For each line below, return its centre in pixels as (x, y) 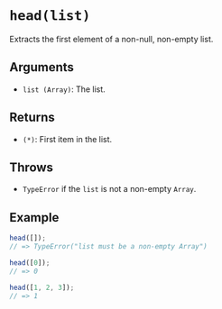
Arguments (42, 67)
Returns (32, 118)
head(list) (50, 16)
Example (34, 218)
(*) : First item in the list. (67, 139)
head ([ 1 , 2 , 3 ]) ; (42, 287)
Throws (32, 167)
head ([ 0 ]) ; (30, 263)
